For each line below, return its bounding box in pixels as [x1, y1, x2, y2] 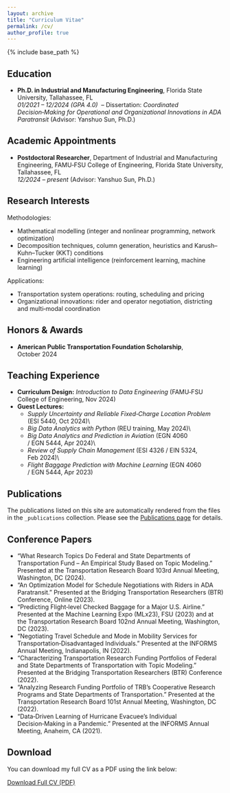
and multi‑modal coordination [16, 304, 101, 312]
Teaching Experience [7, 369, 100, 381]
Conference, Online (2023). [16, 595, 95, 604]
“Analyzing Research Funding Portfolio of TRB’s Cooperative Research [16, 682, 216, 691]
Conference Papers [7, 533, 92, 545]
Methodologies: [7, 214, 51, 222]
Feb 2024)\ [27, 454, 60, 462]
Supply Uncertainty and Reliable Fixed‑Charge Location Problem [27, 410, 211, 418]
